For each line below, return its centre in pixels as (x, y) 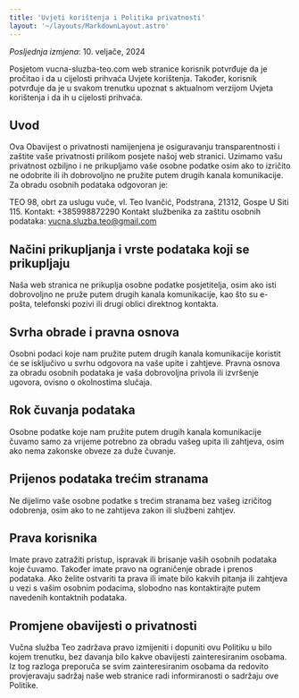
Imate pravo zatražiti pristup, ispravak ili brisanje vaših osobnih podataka (143, 559)
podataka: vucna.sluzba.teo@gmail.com (83, 221)
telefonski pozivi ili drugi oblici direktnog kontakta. (126, 304)
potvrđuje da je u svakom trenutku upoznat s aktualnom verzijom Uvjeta (141, 88)
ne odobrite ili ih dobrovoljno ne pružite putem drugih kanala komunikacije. (146, 175)
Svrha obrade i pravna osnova (95, 332)
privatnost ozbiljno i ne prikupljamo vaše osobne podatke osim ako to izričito (150, 166)
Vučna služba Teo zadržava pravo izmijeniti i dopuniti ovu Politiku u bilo (141, 647)
